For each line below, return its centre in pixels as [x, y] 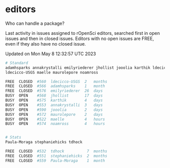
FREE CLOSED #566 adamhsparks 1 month [55, 86]
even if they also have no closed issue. [46, 44]
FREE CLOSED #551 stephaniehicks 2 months [56, 156]
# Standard [17, 63]
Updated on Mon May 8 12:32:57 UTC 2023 [51, 54]
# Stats [13, 138]
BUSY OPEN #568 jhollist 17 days [54, 96]
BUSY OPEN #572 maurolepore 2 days [54, 114]
